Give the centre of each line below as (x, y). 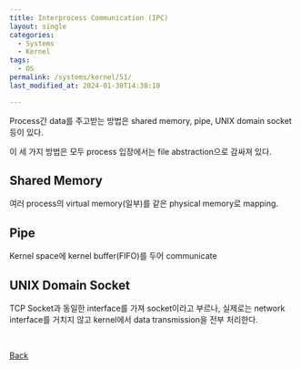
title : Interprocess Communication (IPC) (89, 18)
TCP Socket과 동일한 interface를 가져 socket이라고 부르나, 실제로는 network (147, 308)
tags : (20, 60)
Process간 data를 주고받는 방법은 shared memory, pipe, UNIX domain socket (151, 120)
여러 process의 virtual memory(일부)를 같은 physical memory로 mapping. (144, 204)
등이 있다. (26, 132)
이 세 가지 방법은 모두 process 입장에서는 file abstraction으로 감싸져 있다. (141, 151)
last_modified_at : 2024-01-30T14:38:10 (85, 86)
